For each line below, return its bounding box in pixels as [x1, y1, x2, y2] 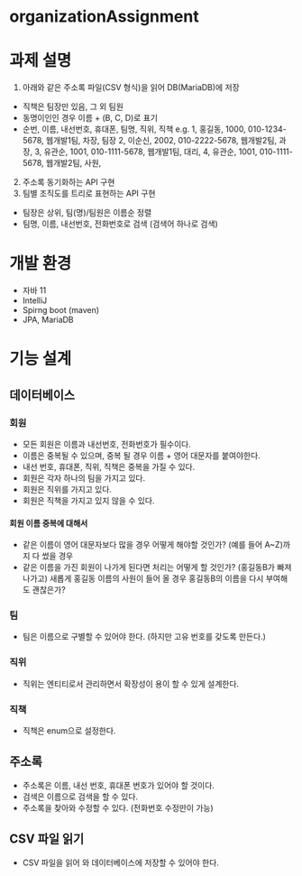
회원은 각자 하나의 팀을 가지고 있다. [22, 472, 146, 484]
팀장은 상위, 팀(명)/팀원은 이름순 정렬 [22, 207, 152, 218]
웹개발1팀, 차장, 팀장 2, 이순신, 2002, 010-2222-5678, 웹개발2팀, [45, 135, 278, 146]
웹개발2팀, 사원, [45, 158, 102, 169]
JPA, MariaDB [22, 314, 74, 326]
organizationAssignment [9, 6, 200, 27]
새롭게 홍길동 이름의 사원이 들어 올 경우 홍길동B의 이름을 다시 [49, 573, 264, 584]
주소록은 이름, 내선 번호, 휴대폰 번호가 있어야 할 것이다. [22, 779, 215, 790]
